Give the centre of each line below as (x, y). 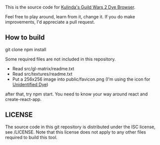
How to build (25, 37)
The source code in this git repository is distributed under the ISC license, (80, 127)
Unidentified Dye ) (30, 84)
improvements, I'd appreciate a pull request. (50, 22)
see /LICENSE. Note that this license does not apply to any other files (76, 132)
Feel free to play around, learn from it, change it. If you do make (70, 17)
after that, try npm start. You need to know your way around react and (77, 94)
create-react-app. (24, 99)
